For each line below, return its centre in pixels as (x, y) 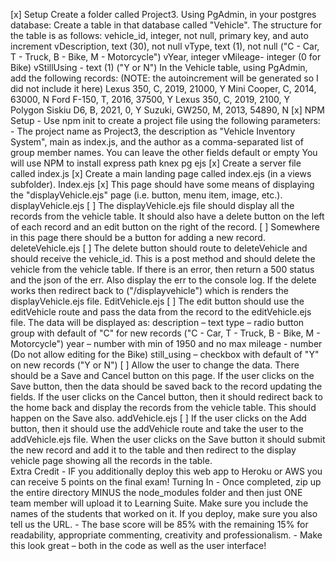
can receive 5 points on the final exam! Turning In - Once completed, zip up (166, 482)
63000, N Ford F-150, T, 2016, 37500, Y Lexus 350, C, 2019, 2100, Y (150, 99)
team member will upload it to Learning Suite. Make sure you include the (159, 503)
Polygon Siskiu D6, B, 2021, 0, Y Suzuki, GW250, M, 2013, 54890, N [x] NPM (167, 110)
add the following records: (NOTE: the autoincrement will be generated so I (164, 78)
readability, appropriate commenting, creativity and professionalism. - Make (166, 535)
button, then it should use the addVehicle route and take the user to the (157, 428)
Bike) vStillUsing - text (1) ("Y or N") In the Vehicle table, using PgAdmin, (159, 67)
